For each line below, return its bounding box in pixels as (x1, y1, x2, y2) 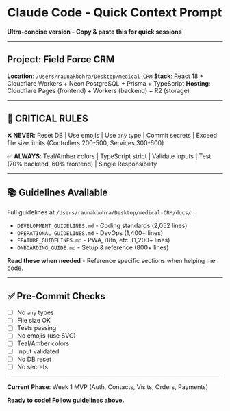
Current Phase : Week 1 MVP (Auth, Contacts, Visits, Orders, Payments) (7, 382, 209, 391)
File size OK (16, 316, 51, 325)
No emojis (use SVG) (16, 332, 77, 340)
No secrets (16, 362, 49, 371)
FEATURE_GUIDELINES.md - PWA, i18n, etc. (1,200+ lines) (16, 236, 170, 245)
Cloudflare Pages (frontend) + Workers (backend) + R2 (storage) (7, 86, 190, 95)
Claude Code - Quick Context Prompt (7, 5, 222, 21)
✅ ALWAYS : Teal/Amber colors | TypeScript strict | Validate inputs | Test (7, 152, 212, 160)
